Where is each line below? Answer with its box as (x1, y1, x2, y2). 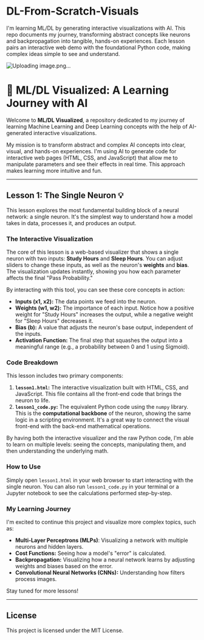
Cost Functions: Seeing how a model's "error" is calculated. (15, 549, 166, 557)
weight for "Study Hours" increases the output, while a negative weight (15, 310, 193, 318)
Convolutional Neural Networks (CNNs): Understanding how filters (15, 569, 185, 576)
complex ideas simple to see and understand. (6, 50, 120, 57)
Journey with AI (6, 96, 88, 110)
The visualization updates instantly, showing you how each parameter (6, 268, 181, 275)
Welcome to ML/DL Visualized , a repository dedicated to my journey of (6, 116, 185, 123)
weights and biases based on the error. (15, 562, 114, 569)
